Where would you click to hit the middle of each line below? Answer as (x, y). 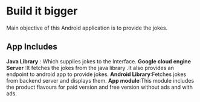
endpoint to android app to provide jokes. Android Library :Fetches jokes (96, 74)
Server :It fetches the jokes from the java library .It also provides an (90, 68)
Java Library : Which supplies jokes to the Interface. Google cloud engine (99, 61)
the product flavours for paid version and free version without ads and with (100, 87)
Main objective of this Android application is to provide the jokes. (87, 28)
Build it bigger (42, 11)
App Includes (32, 47)
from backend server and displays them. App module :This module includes (100, 80)
